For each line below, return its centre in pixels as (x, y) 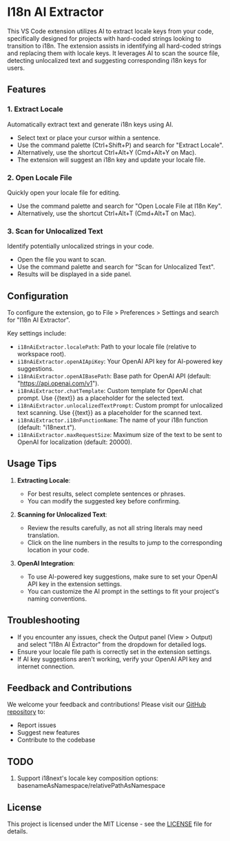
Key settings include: (37, 333)
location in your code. (58, 550)
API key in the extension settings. (74, 583)
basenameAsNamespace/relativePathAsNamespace (91, 786)
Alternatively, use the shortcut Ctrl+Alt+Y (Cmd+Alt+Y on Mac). (107, 152)
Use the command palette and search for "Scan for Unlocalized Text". (116, 267)
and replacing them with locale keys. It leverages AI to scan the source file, (114, 53)
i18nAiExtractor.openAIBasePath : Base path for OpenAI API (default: (114, 376)
